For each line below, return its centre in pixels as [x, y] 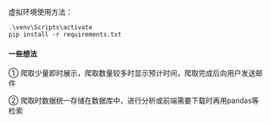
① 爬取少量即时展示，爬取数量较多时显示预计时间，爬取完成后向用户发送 [132, 73]
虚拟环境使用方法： [41, 12]
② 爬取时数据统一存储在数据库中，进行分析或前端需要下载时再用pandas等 [134, 101]
